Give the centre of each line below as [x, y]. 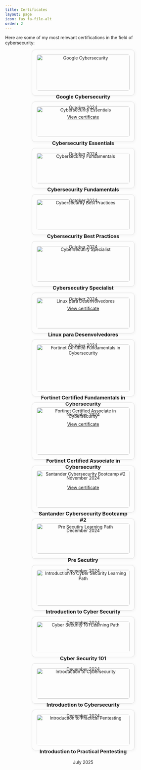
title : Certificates [26, 10]
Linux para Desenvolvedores [83, 335]
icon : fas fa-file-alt [28, 19]
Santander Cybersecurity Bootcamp [83, 514]
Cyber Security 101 [83, 658]
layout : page [19, 14]
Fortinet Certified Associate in [83, 461]
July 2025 [83, 762]
